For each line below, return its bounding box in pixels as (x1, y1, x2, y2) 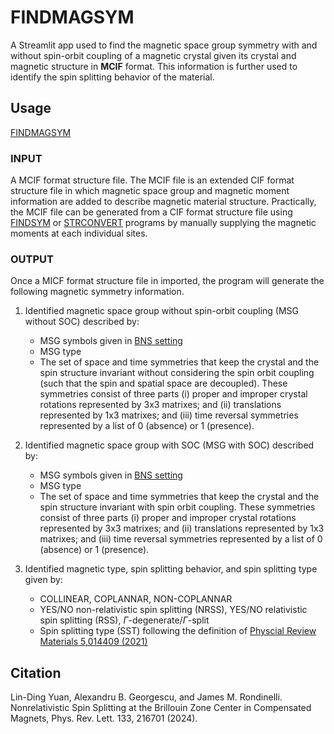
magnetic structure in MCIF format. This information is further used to (10, 60, 298, 72)
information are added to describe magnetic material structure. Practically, (10, 196, 317, 208)
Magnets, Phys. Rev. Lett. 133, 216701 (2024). (10, 712, 198, 725)
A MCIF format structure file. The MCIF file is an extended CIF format (10, 174, 295, 186)
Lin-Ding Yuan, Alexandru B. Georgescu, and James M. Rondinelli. (10, 691, 283, 703)
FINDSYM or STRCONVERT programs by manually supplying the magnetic (10, 217, 317, 229)
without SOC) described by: (24, 316, 140, 328)
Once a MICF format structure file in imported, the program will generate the (10, 275, 325, 287)
